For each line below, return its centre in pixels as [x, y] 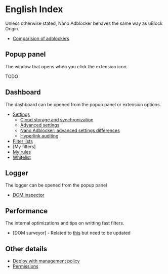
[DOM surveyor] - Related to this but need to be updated [71, 233]
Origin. [12, 28]
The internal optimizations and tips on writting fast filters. [65, 223]
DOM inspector [28, 195]
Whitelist [22, 157]
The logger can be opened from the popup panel [56, 185]
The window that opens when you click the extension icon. [67, 66]
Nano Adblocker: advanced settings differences [70, 130]
